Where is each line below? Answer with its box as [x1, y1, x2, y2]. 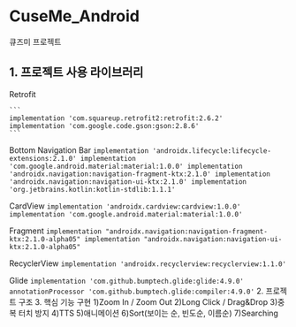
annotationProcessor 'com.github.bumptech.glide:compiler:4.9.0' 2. [9, 285, 264, 296]
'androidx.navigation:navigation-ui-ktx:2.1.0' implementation [9, 177, 247, 186]
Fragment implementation [9, 225, 102, 236]
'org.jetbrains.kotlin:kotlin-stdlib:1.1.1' [9, 185, 176, 194]
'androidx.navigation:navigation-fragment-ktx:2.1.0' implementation [9, 170, 271, 179]
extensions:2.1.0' [9, 154, 77, 163]
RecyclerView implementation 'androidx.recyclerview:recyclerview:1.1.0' [9, 258, 287, 269]
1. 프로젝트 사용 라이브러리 [9, 65, 144, 80]
